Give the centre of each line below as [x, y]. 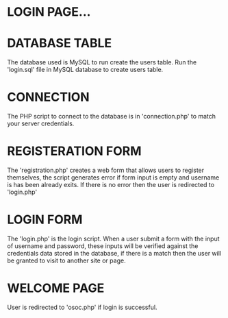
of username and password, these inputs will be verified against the [103, 246]
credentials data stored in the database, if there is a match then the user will [114, 253]
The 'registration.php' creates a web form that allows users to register [106, 170]
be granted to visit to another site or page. [66, 260]
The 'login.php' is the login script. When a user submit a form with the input [114, 238]
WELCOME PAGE [56, 288]
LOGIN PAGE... [49, 12]
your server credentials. [41, 123]
